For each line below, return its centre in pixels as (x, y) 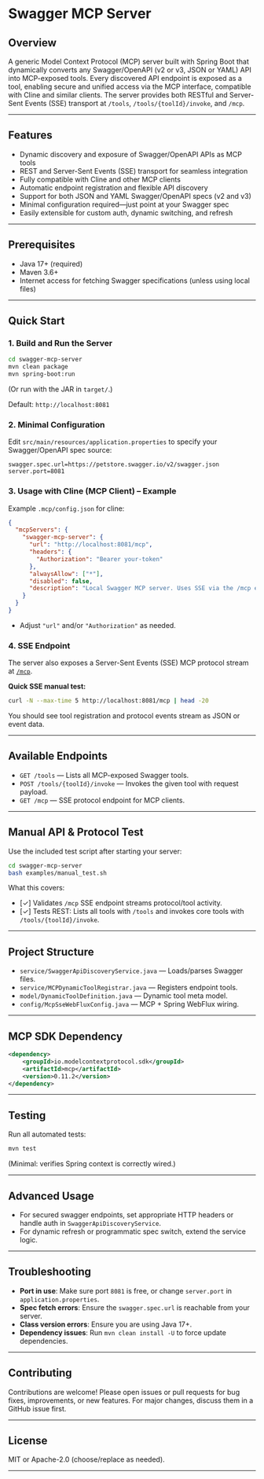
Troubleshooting (50, 1272)
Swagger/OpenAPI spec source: (60, 450)
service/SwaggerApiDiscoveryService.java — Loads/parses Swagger (131, 971)
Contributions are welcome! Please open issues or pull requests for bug (124, 1392)
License (28, 1440)
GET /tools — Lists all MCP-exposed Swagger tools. (104, 775)
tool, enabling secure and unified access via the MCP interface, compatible (130, 86)
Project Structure (51, 952)
